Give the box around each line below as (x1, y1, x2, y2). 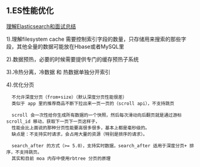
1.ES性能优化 (6, 5, 54, 16)
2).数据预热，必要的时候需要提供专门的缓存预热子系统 (6, 56, 139, 63)
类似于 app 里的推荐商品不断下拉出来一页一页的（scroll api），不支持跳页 (11, 101, 175, 107)
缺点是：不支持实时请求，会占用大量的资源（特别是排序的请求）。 (11, 131, 148, 137)
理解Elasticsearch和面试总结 (6, 23, 76, 30)
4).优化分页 (6, 81, 35, 88)
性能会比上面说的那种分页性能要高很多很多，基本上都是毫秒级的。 (11, 125, 150, 130)
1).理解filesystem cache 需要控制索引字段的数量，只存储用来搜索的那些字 (6, 35, 187, 42)
